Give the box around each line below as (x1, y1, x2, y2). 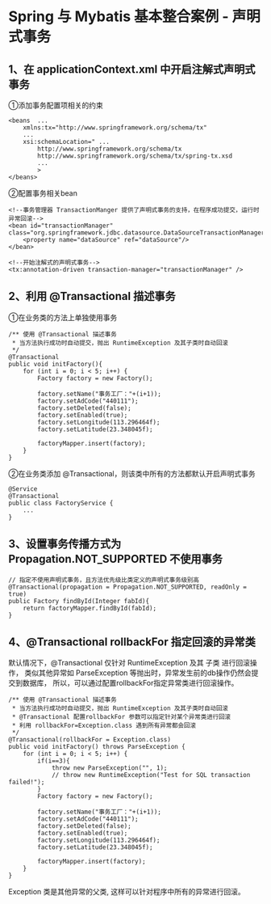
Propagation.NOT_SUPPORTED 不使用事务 (8, 552, 223, 566)
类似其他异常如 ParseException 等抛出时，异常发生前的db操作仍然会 (23, 668, 252, 678)
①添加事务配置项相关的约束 (8, 100, 103, 110)
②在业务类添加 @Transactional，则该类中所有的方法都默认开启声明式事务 (8, 468, 256, 478)
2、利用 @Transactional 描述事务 (8, 289, 176, 303)
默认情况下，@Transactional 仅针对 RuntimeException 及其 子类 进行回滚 (8, 658, 251, 668)
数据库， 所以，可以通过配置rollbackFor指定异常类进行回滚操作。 (22, 678, 239, 688)
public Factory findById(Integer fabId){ (8, 597, 150, 605)
